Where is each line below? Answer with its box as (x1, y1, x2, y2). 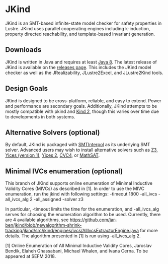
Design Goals (5, 84, 48, 93)
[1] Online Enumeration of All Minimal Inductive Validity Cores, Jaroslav (5, 243, 152, 249)
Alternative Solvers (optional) (5, 128, 100, 137)
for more (140, 228, 158, 234)
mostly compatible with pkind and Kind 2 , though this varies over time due (5, 108, 159, 114)
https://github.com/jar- (69, 217, 117, 223)
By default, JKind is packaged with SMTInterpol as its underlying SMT (5, 142, 150, 148)
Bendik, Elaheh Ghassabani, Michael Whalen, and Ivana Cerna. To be (5, 248, 148, 254)
